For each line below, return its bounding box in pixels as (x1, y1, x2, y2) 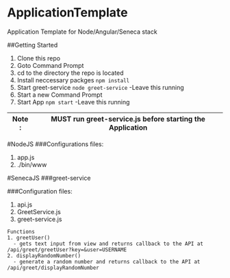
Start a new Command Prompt (16, 91, 103, 99)
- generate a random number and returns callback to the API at (13, 258, 201, 265)
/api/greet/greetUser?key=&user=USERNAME (7, 246, 127, 253)
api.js (16, 200, 33, 209)
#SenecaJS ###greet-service (7, 174, 91, 182)
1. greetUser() (7, 234, 51, 241)
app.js (16, 153, 35, 161)
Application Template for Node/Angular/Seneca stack (7, 27, 157, 36)
